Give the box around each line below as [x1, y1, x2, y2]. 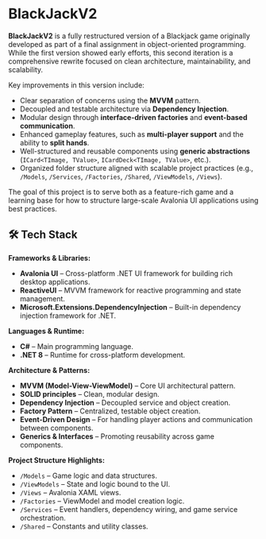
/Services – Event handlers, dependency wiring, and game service [19, 504, 238, 514]
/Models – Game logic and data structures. [19, 471, 157, 480]
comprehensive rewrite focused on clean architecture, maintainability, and [8, 56, 251, 66]
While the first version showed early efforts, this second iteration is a [8, 48, 233, 57]
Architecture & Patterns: [8, 365, 91, 374]
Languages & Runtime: [8, 326, 85, 335]
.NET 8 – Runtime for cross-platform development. [19, 350, 186, 359]
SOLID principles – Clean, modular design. [19, 389, 160, 398]
